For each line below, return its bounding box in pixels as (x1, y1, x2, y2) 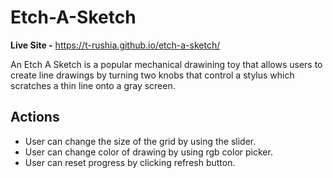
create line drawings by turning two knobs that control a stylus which (10, 69, 295, 81)
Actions (10, 109, 60, 126)
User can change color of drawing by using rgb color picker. (24, 146, 273, 158)
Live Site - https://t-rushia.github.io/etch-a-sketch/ (10, 39, 221, 51)
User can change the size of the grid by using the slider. (24, 135, 257, 147)
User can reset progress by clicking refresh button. (24, 156, 236, 168)
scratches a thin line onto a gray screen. (10, 79, 176, 91)
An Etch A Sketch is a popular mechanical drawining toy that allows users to (10, 58, 323, 70)
